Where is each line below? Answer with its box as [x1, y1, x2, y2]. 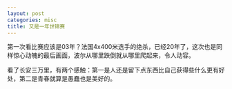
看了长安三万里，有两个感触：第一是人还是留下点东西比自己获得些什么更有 [7, 66, 219, 75]
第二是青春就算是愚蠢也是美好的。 [19, 75, 116, 83]
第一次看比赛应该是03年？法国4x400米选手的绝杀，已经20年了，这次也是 [7, 43, 217, 51]
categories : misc [7, 17, 57, 23]
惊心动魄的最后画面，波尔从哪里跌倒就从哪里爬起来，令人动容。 [12, 51, 195, 59]
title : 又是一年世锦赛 [7, 23, 66, 30]
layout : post [7, 10, 45, 17]
